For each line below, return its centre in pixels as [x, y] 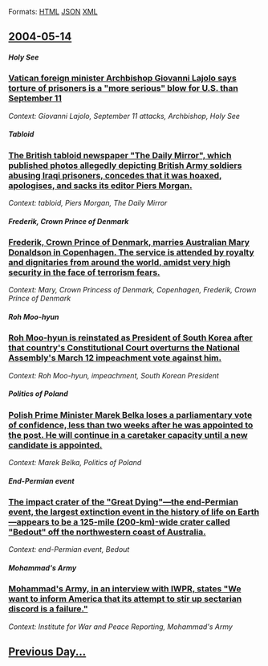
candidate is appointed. [55, 445]
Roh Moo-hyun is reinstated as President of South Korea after [130, 338]
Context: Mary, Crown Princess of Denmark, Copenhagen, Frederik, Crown [132, 290]
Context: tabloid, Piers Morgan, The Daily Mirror [88, 203]
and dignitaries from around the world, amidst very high [120, 263]
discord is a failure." [48, 609]
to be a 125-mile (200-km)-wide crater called [140, 522]
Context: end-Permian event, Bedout [69, 550]
